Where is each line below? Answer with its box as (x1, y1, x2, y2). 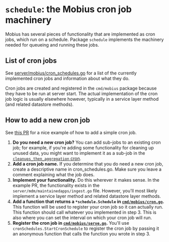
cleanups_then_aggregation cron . (12, 155, 82, 162)
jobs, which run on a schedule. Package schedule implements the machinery (5, 36, 164, 43)
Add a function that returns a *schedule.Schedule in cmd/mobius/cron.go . (12, 198, 164, 205)
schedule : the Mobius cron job (5, 4, 132, 15)
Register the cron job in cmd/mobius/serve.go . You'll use (12, 220, 130, 226)
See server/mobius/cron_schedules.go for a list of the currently (5, 70, 137, 76)
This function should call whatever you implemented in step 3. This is (12, 209, 157, 215)
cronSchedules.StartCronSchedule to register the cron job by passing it (12, 225, 159, 231)
